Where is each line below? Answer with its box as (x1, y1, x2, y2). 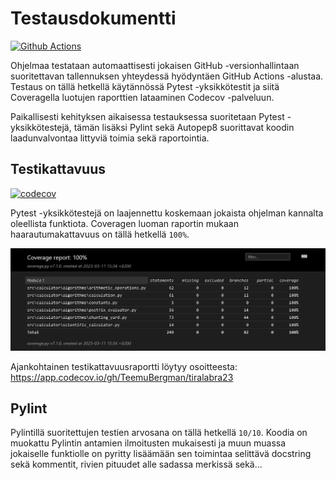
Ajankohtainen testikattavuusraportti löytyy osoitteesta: (10, 360, 238, 372)
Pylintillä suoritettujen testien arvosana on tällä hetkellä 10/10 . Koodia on (10, 427, 308, 439)
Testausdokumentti (10, 7, 177, 30)
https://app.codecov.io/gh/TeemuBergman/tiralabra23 (10, 371, 234, 383)
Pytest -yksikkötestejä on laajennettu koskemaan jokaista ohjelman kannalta (10, 207, 324, 219)
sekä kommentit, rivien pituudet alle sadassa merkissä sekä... (10, 458, 263, 471)
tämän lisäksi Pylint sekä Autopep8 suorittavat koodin (73, 121, 295, 133)
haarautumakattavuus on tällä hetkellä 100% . (10, 228, 190, 240)
